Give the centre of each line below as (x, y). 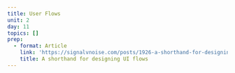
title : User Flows (34, 14)
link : (28, 53)
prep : (15, 40)
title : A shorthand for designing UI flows (84, 59)
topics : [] (23, 33)
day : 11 (19, 26)
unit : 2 (19, 20)
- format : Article (41, 46)
